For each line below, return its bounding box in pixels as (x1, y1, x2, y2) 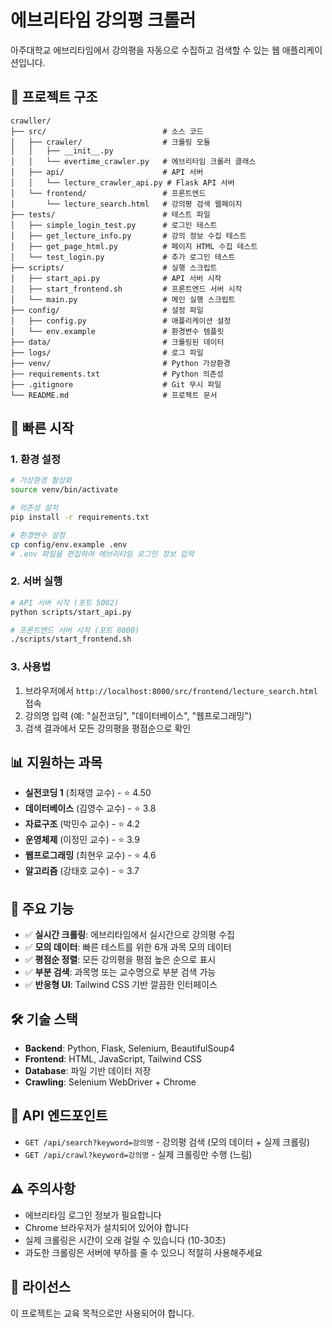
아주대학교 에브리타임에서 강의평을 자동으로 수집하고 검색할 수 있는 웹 (10, 44, 280, 56)
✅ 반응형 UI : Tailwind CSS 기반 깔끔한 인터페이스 (24, 979, 218, 991)
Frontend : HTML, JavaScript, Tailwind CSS (24, 1053, 202, 1065)
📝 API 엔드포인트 (10, 1107, 108, 1125)
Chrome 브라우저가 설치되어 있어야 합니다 (24, 1221, 190, 1233)
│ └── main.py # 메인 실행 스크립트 (10, 294, 236, 305)
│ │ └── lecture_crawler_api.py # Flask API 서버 (10, 177, 235, 188)
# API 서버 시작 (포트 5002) (10, 597, 120, 608)
